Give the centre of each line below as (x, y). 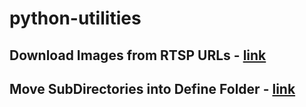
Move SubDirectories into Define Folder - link (152, 88)
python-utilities (75, 18)
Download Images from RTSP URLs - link (138, 55)
